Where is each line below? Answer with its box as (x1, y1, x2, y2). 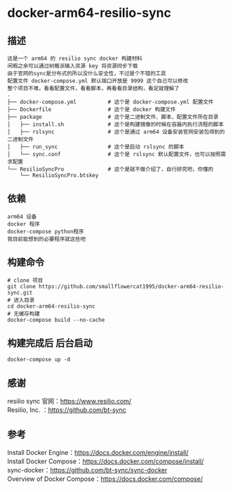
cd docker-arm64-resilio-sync (7, 302, 96, 310)
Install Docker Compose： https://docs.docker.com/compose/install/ (7, 457, 204, 465)
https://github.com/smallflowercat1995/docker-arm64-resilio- (38, 283, 225, 290)
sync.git (7, 289, 33, 296)
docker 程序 (7, 220, 40, 228)
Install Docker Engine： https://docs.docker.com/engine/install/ (7, 449, 189, 457)
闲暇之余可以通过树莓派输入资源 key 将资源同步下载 (7, 63, 138, 70)
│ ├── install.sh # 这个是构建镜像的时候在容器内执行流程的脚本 (7, 121, 225, 128)
